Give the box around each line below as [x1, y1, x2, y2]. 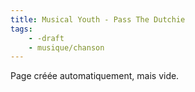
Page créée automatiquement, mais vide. [10, 70, 180, 82]
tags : [10, 24, 33, 34]
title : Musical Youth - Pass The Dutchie [10, 14, 186, 25]
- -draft [28, 33, 65, 43]
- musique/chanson [28, 42, 105, 53]
